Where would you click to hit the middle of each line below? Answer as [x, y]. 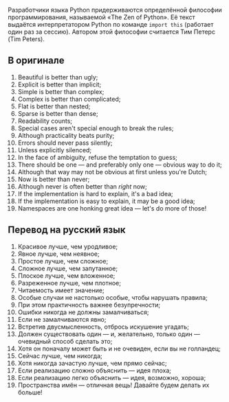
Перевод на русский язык [67, 230]
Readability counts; [45, 121]
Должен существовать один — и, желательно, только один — [109, 334]
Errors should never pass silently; [65, 143]
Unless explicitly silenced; [55, 150]
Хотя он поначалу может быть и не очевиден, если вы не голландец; [119, 348]
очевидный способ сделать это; [65, 341]
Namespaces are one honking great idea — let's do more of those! [112, 208]
